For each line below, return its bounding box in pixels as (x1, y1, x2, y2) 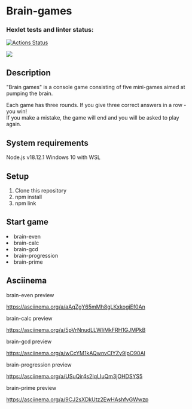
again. (6, 121, 22, 128)
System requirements (6, 138, 89, 148)
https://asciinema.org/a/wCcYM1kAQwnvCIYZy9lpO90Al (6, 349, 145, 356)
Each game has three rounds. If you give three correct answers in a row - (6, 102, 187, 109)
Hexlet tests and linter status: (6, 26, 94, 34)
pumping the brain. (6, 90, 53, 97)
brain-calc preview (6, 315, 53, 322)
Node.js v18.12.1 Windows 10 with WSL (6, 154, 100, 161)
